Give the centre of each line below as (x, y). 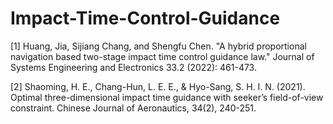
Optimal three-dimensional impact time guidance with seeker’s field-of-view (167, 97)
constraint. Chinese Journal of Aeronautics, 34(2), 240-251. (133, 108)
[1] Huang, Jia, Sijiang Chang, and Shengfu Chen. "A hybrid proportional (158, 46)
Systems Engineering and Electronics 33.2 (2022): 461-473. (133, 67)
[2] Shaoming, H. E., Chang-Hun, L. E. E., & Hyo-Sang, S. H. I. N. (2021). (158, 86)
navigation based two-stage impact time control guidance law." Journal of (162, 56)
